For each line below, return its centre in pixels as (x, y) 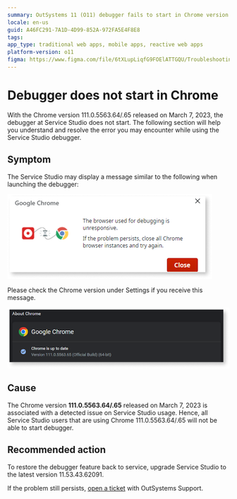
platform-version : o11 (41, 52)
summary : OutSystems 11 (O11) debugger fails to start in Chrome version (118, 15)
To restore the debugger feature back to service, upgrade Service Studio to (117, 467)
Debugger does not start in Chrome (113, 96)
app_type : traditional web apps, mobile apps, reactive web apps (105, 45)
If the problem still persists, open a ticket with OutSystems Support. (105, 488)
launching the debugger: (43, 184)
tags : (15, 37)
